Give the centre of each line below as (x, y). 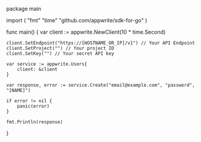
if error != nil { (29, 101)
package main (24, 9)
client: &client (38, 69)
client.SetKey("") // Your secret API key (60, 54)
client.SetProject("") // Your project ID (60, 48)
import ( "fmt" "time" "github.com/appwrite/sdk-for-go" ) (77, 20)
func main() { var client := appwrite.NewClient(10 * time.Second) (86, 32)
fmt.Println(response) (35, 122)
